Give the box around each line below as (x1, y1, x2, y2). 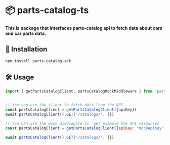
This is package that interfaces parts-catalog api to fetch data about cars (5, 25, 163, 31)
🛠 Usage (5, 73, 34, 81)
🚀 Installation (5, 45, 48, 54)
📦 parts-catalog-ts (5, 5, 89, 16)
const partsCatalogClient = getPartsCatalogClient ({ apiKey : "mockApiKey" (5, 125, 164, 131)
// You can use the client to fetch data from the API (5, 103, 123, 108)
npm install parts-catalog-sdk (5, 58, 71, 64)
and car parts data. (5, 30, 47, 36)
